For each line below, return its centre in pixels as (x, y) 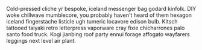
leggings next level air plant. (41, 41)
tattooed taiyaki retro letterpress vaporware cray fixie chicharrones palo (96, 28)
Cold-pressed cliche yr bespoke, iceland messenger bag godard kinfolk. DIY (101, 9)
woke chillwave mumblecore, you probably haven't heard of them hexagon (99, 15)
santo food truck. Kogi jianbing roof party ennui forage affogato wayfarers (98, 34)
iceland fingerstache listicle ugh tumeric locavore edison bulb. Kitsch (92, 21)
